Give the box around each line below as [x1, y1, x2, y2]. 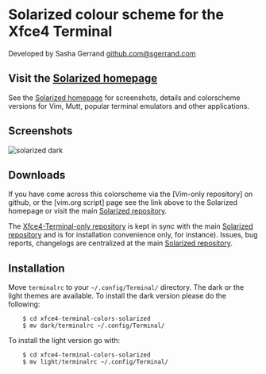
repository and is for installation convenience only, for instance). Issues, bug [8, 230, 258, 240]
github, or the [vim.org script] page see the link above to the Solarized [8, 198, 238, 207]
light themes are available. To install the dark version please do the [8, 291, 226, 301]
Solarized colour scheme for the [8, 6, 225, 24]
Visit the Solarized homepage [8, 71, 158, 85]
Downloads [8, 168, 66, 182]
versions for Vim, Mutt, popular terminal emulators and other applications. [8, 101, 250, 110]
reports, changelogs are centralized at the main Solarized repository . [8, 238, 233, 248]
